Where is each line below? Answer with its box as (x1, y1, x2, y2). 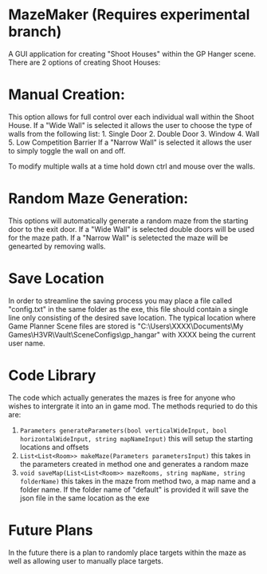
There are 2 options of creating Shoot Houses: (8, 58, 161, 67)
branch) (8, 22, 62, 41)
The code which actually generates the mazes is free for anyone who (8, 393, 236, 402)
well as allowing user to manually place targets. (8, 556, 163, 565)
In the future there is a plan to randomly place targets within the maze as (8, 548, 247, 557)
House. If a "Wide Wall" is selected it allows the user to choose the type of (8, 120, 253, 130)
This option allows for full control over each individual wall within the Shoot (8, 112, 255, 122)
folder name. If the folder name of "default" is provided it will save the (19, 484, 249, 494)
